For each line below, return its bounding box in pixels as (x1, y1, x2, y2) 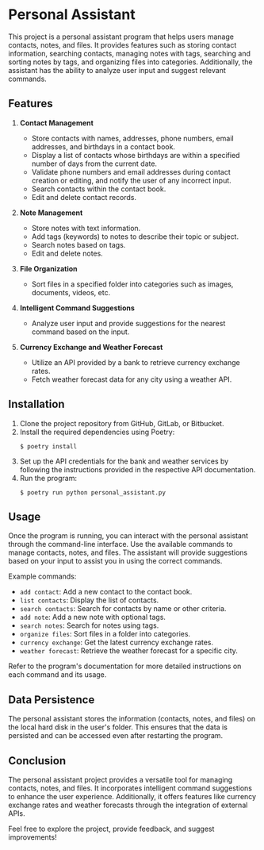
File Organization (19, 263, 78, 273)
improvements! (8, 833, 57, 842)
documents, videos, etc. (31, 287, 111, 297)
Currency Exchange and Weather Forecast (19, 342, 163, 352)
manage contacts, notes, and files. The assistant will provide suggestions (8, 548, 248, 557)
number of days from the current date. (31, 159, 157, 168)
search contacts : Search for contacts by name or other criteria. (19, 604, 227, 613)
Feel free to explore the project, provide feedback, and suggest (8, 824, 215, 833)
